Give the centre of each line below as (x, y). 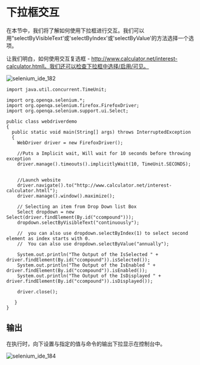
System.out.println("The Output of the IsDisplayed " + (89, 276)
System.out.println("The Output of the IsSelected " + (88, 254)
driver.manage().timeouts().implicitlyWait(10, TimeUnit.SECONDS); (104, 164)
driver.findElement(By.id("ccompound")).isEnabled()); (77, 270)
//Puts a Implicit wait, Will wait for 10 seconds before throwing (104, 153)
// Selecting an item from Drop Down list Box (77, 207)
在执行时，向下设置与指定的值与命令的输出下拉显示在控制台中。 (86, 344)
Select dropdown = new (46, 212)
